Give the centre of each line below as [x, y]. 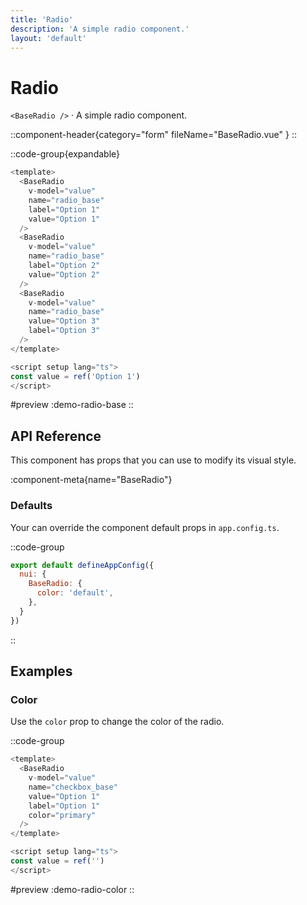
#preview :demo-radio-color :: [72, 889]
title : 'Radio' [42, 19]
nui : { [33, 574]
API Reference [56, 436]
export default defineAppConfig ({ [82, 565]
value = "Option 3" [64, 321]
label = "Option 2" [64, 266]
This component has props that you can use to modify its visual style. [153, 460]
